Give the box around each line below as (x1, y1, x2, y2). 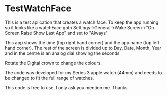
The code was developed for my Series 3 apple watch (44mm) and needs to (5, 69, 162, 75)
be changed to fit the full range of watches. (5, 75, 94, 81)
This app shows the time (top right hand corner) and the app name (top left (5, 39, 160, 45)
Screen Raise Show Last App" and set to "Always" (5, 30, 108, 36)
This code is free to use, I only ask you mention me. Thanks (5, 84, 128, 90)
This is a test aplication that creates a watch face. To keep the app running (5, 19, 159, 25)
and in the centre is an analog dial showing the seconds (5, 50, 120, 56)
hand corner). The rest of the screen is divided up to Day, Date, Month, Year (5, 45, 161, 51)
